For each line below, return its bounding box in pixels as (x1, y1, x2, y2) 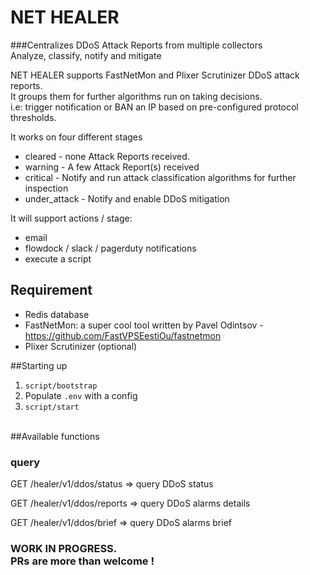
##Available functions (10, 430, 100, 442)
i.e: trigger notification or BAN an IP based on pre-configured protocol (10, 101, 299, 113)
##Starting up (10, 359, 68, 371)
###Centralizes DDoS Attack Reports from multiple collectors (10, 39, 263, 51)
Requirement (10, 282, 93, 299)
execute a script (24, 252, 92, 265)
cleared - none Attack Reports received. (24, 150, 190, 162)
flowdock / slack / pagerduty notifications (24, 242, 197, 254)
